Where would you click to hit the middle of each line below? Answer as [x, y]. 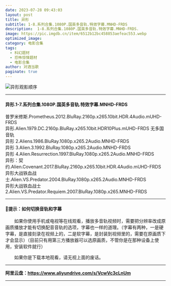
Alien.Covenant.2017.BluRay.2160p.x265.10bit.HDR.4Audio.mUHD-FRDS [86, 167]
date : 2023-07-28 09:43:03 [34, 10]
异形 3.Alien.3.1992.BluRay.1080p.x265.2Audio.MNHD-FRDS [68, 148]
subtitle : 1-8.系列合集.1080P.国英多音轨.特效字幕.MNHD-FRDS [66, 24]
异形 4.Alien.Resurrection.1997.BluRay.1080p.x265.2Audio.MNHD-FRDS [80, 154]
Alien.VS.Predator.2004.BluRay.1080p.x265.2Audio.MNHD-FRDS [79, 180]
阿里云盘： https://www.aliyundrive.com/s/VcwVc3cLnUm [68, 273]
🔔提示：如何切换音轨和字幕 [34, 209]
